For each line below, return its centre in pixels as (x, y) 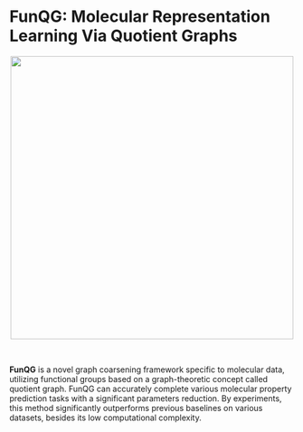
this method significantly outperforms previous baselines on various (136, 408)
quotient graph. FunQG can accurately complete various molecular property (151, 389)
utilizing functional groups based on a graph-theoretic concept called (139, 379)
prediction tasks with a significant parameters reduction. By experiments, (146, 398)
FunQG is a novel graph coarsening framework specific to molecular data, (147, 370)
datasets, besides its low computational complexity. (105, 418)
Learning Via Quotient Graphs (123, 36)
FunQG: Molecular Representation (140, 17)
